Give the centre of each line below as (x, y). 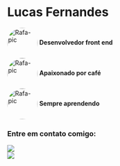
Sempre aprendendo (69, 103)
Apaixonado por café (70, 73)
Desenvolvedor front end (76, 42)
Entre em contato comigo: (52, 133)
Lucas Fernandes (58, 12)
